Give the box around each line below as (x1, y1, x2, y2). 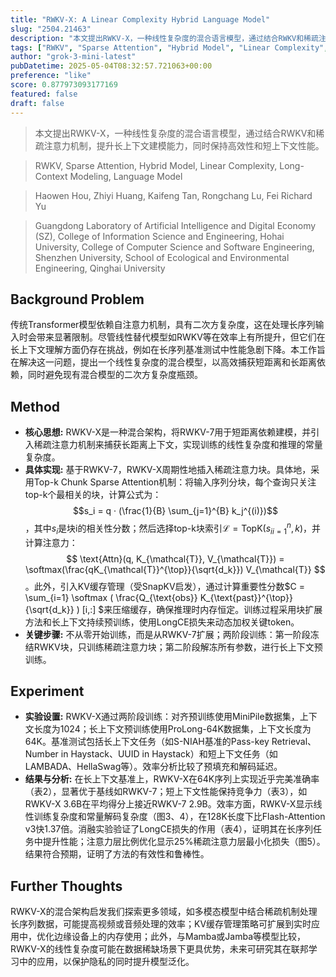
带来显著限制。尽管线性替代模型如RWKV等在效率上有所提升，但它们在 (36, 331, 326, 343)
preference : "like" (10, 71, 92, 81)
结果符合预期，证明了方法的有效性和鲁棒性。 (24, 848, 210, 860)
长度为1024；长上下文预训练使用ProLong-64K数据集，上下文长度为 (33, 723, 312, 735)
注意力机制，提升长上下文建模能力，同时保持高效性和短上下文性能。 (43, 139, 325, 151)
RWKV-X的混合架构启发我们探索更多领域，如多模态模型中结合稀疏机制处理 (10, 906, 318, 918)
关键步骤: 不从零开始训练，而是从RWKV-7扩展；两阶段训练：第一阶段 (24, 628, 311, 640)
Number (24, 748, 59, 760)
